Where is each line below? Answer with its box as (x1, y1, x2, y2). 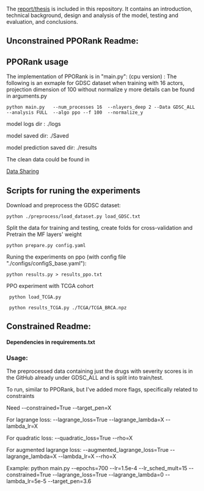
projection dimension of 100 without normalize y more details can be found (6, 86, 195, 94)
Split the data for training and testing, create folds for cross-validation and (6, 224, 193, 232)
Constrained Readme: (6, 321, 92, 332)
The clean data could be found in (6, 156, 90, 163)
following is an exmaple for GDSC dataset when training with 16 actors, (6, 79, 185, 87)
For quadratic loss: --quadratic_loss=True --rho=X (6, 434, 133, 442)
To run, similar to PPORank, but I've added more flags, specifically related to (6, 386, 199, 393)
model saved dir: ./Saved (6, 132, 69, 139)
